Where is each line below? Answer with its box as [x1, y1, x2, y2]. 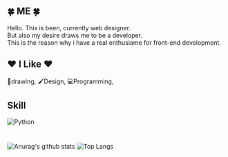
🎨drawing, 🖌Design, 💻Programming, [7, 77, 114, 85]
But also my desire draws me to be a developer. [7, 31, 143, 39]
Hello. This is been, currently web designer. [7, 23, 131, 32]
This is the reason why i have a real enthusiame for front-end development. [7, 38, 221, 47]
